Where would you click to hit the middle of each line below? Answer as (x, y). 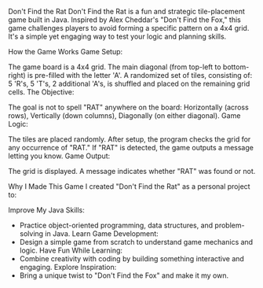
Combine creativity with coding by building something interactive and (132, 258)
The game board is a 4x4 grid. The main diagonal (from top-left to (115, 67)
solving (31, 234)
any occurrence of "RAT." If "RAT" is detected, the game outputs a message (131, 148)
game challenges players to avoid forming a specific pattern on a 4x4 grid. (129, 28)
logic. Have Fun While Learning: (71, 250)
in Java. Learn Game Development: (102, 234)
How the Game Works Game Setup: (66, 52)
